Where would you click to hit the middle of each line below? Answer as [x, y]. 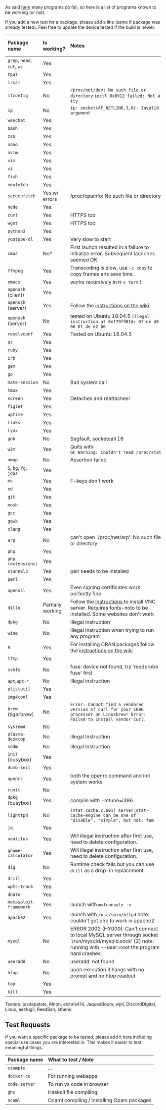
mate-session [23, 382]
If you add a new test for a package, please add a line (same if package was [83, 22]
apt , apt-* [19, 681]
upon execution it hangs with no [107, 970]
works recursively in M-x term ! [106, 282]
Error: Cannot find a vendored [107, 704]
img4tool [18, 697]
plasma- [17, 734]
